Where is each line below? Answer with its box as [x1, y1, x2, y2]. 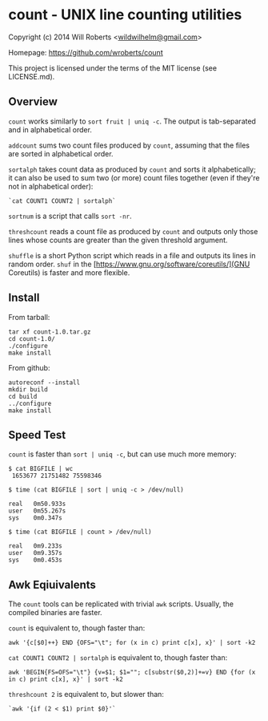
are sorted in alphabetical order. [8, 148, 114, 158]
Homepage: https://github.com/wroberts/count [8, 47, 163, 57]
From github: [8, 363, 50, 372]
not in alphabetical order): [8, 181, 94, 191]
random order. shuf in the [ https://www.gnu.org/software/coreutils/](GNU [8, 259, 250, 269]
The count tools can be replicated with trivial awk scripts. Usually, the [8, 599, 234, 609]
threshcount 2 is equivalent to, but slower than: [8, 690, 164, 699]
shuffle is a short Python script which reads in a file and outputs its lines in [8, 250, 256, 260]
